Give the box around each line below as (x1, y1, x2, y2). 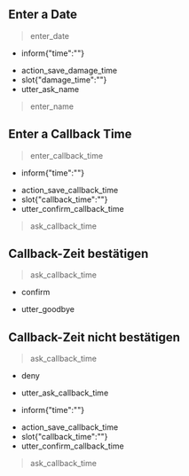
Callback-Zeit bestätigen (8, 246, 149, 261)
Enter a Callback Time (8, 127, 132, 142)
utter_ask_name (20, 83, 80, 94)
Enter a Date (8, 7, 77, 22)
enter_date (29, 30, 70, 41)
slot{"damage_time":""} (20, 74, 107, 85)
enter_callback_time (29, 150, 104, 160)
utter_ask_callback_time (20, 387, 109, 398)
